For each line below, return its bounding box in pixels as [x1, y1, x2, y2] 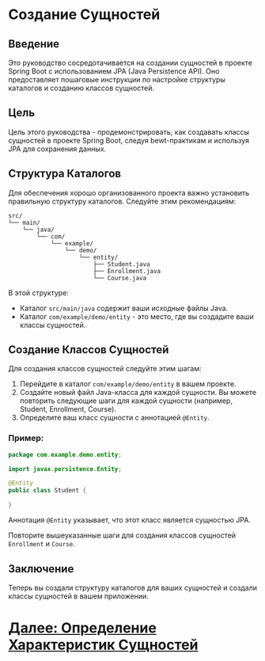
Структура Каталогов [8, 167, 121, 180]
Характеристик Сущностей [8, 636, 199, 654]
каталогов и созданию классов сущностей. [8, 83, 155, 93]
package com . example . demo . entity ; [8, 450, 123, 458]
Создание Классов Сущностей [8, 343, 169, 357]
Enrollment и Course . [8, 539, 75, 549]
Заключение [8, 562, 74, 576]
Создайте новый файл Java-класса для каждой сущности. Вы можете [19, 388, 257, 397]
